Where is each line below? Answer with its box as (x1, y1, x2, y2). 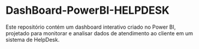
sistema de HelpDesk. (5, 36, 60, 43)
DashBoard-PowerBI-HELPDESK (5, 4, 170, 17)
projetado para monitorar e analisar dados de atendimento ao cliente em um (5, 29, 193, 36)
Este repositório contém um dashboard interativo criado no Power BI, (5, 23, 176, 30)
